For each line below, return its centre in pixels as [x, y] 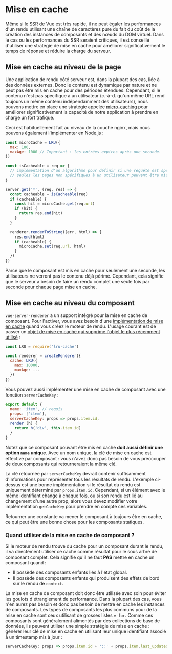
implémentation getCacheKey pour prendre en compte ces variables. [76, 506]
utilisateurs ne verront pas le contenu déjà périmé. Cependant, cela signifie [84, 276]
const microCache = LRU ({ [33, 142]
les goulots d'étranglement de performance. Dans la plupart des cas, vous [84, 599]
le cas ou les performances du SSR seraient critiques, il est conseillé [78, 40]
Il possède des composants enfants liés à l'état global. [70, 572]
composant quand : [26, 563]
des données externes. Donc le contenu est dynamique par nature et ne [81, 85]
